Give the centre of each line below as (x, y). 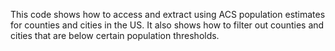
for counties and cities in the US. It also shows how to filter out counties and (167, 25)
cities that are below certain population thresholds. (115, 35)
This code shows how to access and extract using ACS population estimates (168, 14)
